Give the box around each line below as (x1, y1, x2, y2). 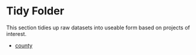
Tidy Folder (6, 4, 64, 18)
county (14, 42, 33, 49)
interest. (6, 30, 27, 37)
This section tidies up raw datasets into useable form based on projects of (6, 24, 191, 31)
